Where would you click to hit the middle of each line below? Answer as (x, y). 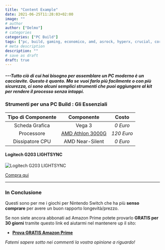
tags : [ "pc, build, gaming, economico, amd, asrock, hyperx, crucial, (79, 42)
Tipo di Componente (32, 117)
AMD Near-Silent (84, 141)
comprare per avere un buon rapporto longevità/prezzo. (62, 208)
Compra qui (17, 175)
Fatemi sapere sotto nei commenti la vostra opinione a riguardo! (70, 242)
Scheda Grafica (32, 125)
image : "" (15, 19)
